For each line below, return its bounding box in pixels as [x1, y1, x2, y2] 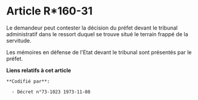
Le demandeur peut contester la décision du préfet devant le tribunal [6, 24, 178, 31]
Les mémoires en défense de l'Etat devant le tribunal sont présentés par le [6, 48, 192, 55]
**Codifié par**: [6, 78, 50, 84]
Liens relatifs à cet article [6, 66, 71, 73]
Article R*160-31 [6, 4, 93, 18]
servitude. [6, 37, 31, 44]
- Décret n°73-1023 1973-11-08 [12, 89, 91, 95]
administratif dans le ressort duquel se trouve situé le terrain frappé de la [6, 30, 189, 37]
